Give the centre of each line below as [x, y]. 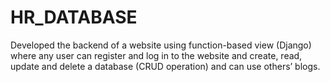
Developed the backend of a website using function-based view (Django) [161, 45]
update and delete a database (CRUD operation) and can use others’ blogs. [165, 66]
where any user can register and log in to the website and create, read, [156, 55]
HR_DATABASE [74, 17]
